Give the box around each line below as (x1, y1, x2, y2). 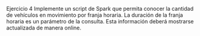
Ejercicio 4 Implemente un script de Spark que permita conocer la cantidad (6, 5, 194, 12)
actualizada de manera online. (6, 24, 82, 31)
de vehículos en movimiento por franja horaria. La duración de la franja (6, 11, 184, 19)
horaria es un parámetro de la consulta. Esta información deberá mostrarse (6, 18, 194, 25)
